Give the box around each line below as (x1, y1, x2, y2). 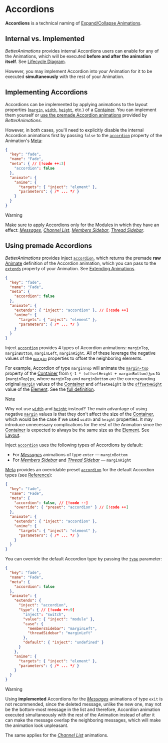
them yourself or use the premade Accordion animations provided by (5, 112, 147, 118)
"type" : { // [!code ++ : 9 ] (18, 607, 75, 612)
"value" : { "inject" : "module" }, (23, 616, 95, 621)
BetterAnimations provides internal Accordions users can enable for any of (5, 48, 159, 54)
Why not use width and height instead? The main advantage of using (5, 406, 147, 411)
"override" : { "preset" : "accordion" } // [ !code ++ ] (14, 505, 128, 510)
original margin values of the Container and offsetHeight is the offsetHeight (5, 381, 162, 387)
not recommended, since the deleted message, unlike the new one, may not (5, 701, 161, 707)
